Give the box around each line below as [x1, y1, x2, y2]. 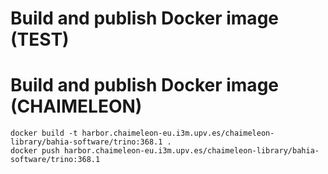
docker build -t [10, 128, 78, 139]
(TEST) [10, 28, 70, 51]
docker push [10, 146, 60, 156]
